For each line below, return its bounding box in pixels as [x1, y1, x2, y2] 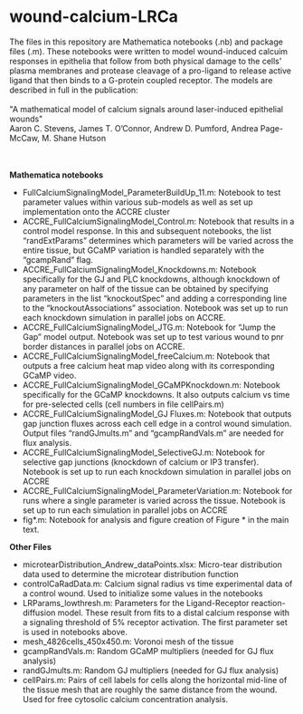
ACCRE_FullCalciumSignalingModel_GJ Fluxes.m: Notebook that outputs [22, 408, 292, 419]
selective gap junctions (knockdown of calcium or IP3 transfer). [22, 456, 260, 468]
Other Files [9, 541, 52, 552]
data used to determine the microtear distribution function [22, 568, 240, 579]
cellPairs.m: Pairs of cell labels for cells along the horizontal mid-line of [22, 674, 288, 685]
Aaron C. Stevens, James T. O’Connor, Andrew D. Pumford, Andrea [9, 122, 259, 133]
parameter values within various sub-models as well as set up [22, 197, 253, 207]
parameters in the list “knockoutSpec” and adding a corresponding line [22, 293, 288, 304]
